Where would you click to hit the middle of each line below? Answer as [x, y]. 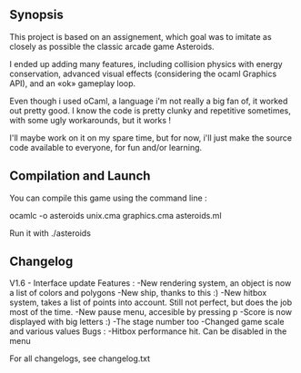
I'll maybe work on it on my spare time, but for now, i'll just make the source [151, 137]
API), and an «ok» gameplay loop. [73, 83]
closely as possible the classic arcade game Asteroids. [112, 46]
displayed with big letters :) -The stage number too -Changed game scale [147, 322]
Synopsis [36, 15]
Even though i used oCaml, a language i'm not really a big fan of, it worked [149, 101]
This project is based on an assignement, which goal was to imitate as [140, 36]
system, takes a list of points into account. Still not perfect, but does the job [151, 302]
